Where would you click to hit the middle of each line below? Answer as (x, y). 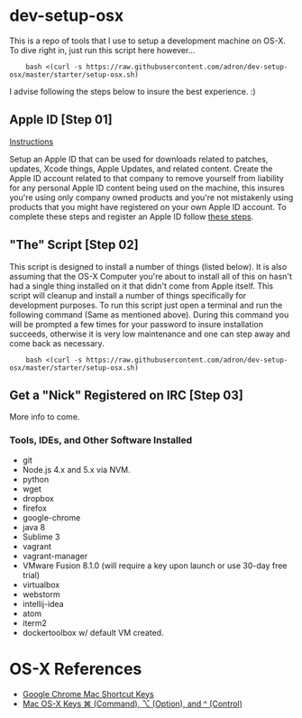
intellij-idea (43, 603)
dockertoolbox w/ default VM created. (93, 632)
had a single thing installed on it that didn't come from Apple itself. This (142, 286)
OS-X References (76, 669)
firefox (35, 508)
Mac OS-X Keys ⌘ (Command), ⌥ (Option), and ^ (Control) (133, 704)
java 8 (34, 527)
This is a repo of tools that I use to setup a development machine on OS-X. (148, 41)
